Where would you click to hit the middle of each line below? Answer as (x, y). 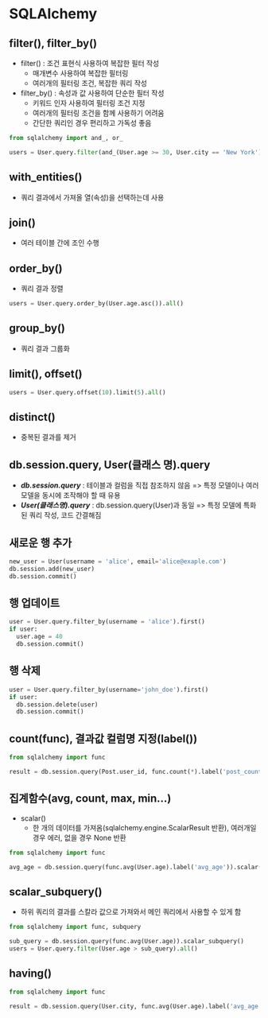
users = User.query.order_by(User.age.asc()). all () (96, 304)
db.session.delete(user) (57, 705)
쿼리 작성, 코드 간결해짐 (65, 515)
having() (31, 974)
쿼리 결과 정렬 (42, 289)
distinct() (33, 417)
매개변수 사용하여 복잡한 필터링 (80, 73)
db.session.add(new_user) (52, 569)
